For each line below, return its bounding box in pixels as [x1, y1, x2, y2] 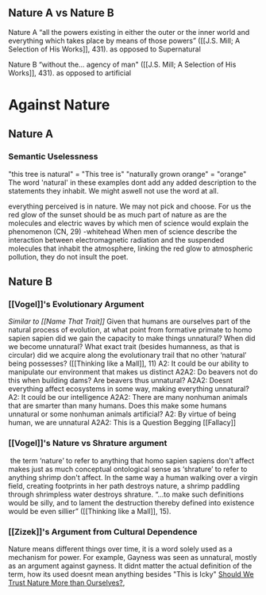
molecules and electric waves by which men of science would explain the [8, 218, 249, 228]
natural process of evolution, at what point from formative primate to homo [8, 325, 253, 335]
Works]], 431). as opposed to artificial [8, 67, 132, 78]
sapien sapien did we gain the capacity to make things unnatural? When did [8, 333, 256, 344]
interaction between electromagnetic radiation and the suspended [8, 235, 225, 244]
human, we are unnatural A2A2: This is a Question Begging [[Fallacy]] [8, 418, 237, 428]
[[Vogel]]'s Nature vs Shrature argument [8, 438, 168, 449]
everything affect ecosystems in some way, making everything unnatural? [8, 384, 250, 393]
